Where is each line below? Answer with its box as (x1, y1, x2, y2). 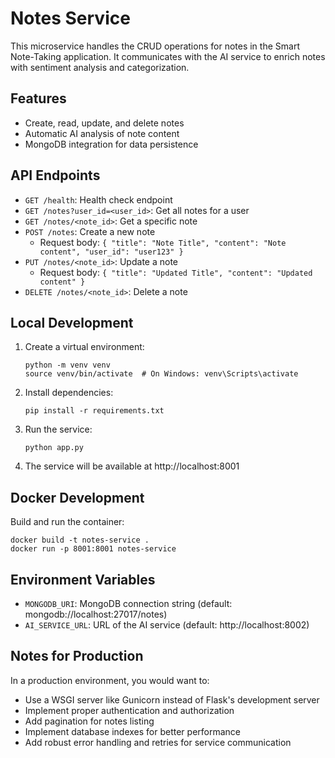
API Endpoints (10, 167, 101, 184)
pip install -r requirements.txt (24, 406, 165, 416)
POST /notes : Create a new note (24, 225, 156, 237)
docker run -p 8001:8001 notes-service (10, 544, 177, 554)
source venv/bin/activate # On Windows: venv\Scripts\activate (24, 369, 299, 379)
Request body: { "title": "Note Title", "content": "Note (39, 236, 287, 248)
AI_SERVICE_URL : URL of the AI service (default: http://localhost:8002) (24, 619, 310, 631)
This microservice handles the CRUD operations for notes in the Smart (10, 40, 300, 52)
